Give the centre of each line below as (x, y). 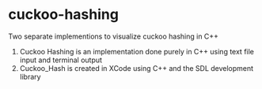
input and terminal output (61, 60)
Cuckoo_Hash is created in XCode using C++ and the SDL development (137, 68)
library (30, 76)
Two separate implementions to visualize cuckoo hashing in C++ (114, 36)
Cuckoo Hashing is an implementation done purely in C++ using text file (137, 51)
